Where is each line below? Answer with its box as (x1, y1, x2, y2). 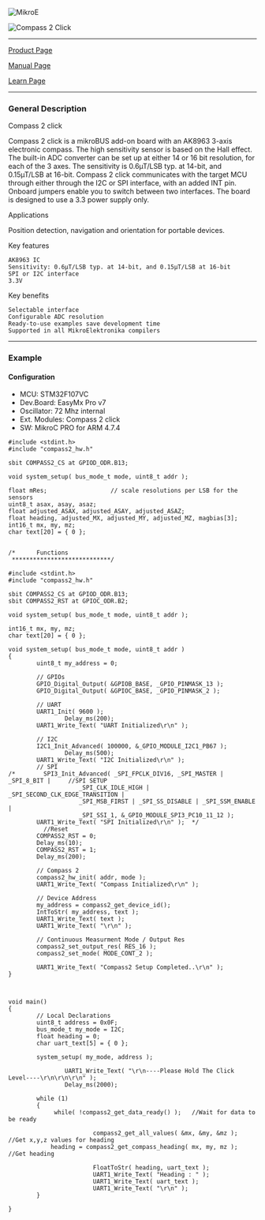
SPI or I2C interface (8, 270, 80, 278)
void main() (8, 998, 47, 1006)
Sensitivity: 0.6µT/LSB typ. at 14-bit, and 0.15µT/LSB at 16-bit (8, 263, 231, 272)
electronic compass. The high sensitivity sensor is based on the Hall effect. (8, 145, 252, 154)
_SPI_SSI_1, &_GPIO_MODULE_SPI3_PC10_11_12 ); (78, 812, 235, 820)
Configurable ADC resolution (8, 313, 104, 321)
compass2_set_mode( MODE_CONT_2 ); (36, 950, 154, 958)
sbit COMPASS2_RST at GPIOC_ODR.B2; (8, 597, 129, 606)
